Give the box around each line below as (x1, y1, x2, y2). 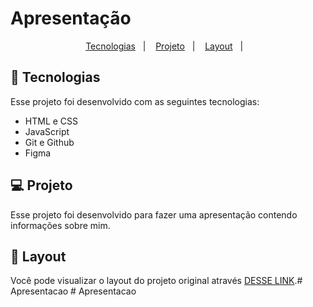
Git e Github (24, 136, 75, 148)
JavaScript (24, 125, 70, 137)
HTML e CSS (24, 115, 79, 127)
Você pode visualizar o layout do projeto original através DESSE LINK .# (10, 275, 303, 287)
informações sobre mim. (10, 219, 111, 231)
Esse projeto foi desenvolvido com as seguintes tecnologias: (10, 95, 260, 107)
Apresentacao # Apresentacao (10, 285, 137, 297)
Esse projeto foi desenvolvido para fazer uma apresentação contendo (10, 208, 298, 221)
